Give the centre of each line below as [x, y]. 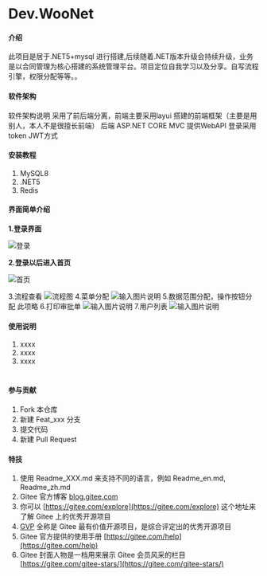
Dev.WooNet [51, 14]
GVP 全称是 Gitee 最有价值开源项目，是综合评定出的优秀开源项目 [126, 527]
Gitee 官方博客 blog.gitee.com [69, 497]
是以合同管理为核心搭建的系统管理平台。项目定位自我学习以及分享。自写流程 [133, 67]
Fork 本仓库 [39, 409]
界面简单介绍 [29, 210]
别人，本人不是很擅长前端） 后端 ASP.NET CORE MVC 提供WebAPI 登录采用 [132, 125]
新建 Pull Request [48, 439]
